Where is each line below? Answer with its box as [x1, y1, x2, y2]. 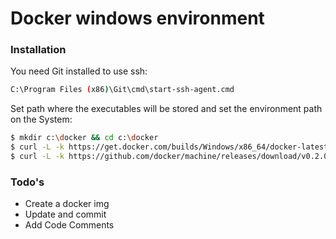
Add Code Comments [24, 219, 115, 231]
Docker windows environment [10, 7, 265, 30]
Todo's [10, 175, 45, 189]
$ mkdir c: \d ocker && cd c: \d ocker [10, 133, 159, 143]
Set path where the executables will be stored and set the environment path [10, 103, 323, 115]
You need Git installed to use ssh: [10, 65, 148, 77]
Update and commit [24, 208, 107, 221]
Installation [10, 43, 67, 57]
